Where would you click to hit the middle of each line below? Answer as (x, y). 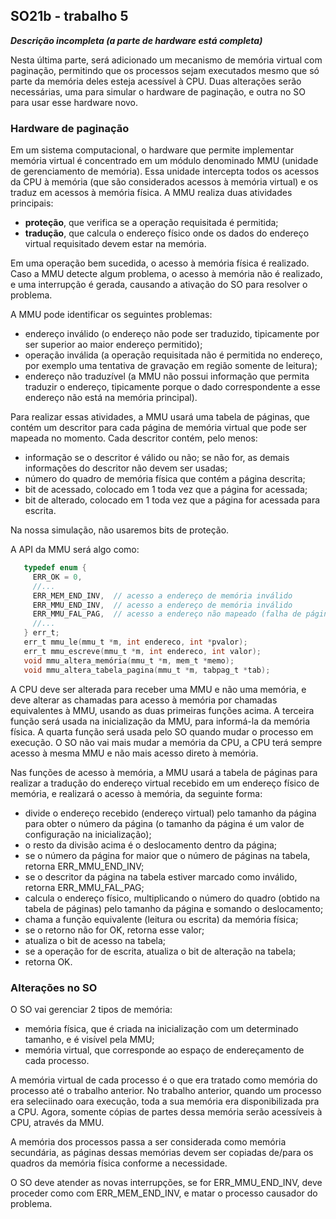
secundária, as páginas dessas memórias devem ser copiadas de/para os (162, 1152)
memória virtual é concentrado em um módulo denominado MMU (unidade (164, 161)
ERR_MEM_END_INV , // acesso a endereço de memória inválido (162, 595)
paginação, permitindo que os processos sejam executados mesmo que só (165, 70)
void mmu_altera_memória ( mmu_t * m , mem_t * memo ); (129, 660)
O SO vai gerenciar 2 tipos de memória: (91, 1009)
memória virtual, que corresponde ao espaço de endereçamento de (164, 1050)
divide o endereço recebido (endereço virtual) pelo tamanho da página (170, 813)
